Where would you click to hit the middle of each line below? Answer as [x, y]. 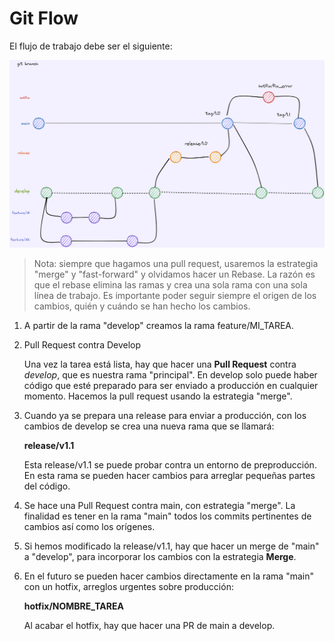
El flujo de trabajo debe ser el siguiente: [91, 46]
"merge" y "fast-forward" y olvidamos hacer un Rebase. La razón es [174, 274]
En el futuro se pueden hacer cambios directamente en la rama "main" [168, 576]
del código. [47, 486]
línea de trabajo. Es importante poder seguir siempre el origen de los [175, 295]
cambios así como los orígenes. [89, 526]
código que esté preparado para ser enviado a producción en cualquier [171, 385]
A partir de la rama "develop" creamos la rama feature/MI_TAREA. [159, 325]
